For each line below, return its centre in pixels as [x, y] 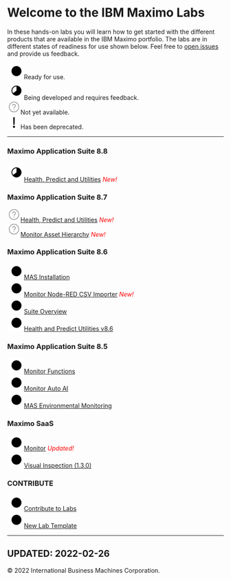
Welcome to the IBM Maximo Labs [106, 13]
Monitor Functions [49, 371]
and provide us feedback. [43, 54]
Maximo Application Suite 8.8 [57, 151]
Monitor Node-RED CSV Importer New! [79, 294]
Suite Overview [45, 311]
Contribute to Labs [50, 508]
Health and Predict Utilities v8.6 [68, 328]
